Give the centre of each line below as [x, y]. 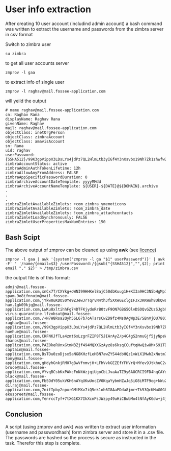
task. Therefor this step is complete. [43, 443]
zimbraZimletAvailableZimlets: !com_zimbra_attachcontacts [69, 213]
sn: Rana [15, 146]
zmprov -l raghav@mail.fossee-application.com [55, 91]
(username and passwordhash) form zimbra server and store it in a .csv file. [85, 432]
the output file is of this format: [38, 277]
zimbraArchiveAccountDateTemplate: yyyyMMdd [53, 182]
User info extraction [48, 9]
